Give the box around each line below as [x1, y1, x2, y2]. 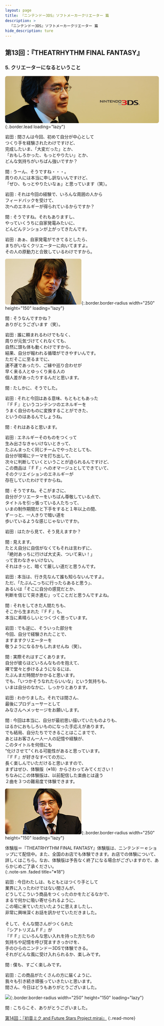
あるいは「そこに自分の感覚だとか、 [5, 586, 78, 592]
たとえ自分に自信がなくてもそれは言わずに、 [5, 545, 95, 551]
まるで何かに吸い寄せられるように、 [5, 897, 78, 903]
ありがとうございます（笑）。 [5, 322, 63, 327]
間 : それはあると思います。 [5, 424, 60, 430]
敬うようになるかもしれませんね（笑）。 [5, 643, 84, 650]
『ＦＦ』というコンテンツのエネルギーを [5, 401, 86, 408]
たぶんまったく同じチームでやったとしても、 [5, 447, 94, 453]
